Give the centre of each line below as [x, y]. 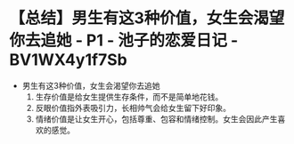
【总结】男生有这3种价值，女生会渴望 [147, 18]
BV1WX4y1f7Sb [68, 60]
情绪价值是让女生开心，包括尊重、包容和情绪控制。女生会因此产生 [156, 119]
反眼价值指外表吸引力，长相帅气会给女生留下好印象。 [133, 108]
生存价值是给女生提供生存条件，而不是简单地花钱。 [129, 96]
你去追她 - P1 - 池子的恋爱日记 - [124, 40]
